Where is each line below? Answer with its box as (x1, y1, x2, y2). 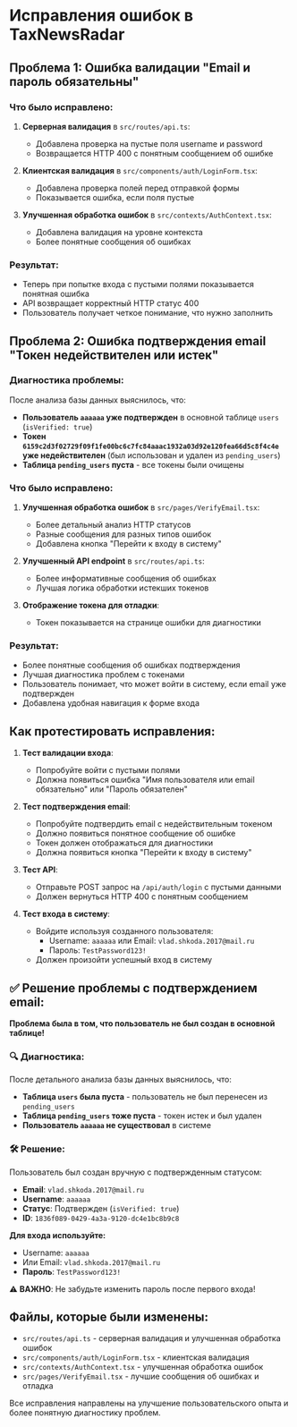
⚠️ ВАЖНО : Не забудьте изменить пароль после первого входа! (9, 1283, 256, 1294)
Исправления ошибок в (9, 5, 194, 26)
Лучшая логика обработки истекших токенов (35, 582, 209, 593)
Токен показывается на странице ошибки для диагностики (35, 617, 262, 628)
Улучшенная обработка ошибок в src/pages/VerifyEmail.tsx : (21, 502, 260, 513)
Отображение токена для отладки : (21, 600, 159, 611)
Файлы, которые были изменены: (9, 1310, 208, 1325)
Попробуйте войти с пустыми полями (35, 765, 181, 776)
